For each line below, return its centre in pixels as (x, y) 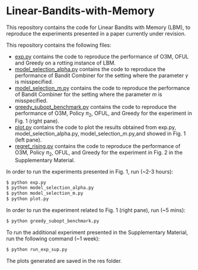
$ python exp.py (26, 182)
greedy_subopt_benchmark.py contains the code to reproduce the (95, 107)
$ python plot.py (28, 199)
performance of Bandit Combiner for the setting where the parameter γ (101, 75)
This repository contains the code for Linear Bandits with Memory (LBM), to (98, 27)
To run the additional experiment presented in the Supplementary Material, (97, 232)
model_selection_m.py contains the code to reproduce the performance (102, 88)
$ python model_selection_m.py (45, 194)
